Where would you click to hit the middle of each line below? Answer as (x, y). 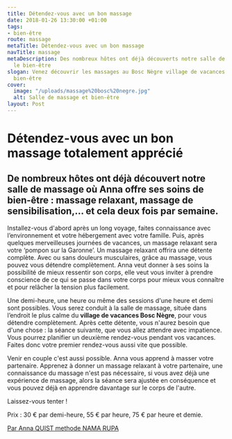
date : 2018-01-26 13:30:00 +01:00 (57, 20)
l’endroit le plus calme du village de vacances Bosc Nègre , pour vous (107, 315)
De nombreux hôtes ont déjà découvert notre (107, 179)
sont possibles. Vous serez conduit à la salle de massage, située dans (107, 308)
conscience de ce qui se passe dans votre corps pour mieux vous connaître (116, 279)
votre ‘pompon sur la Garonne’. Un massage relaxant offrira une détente (110, 250)
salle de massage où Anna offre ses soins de (106, 189)
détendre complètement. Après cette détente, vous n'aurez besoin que (109, 322)
